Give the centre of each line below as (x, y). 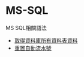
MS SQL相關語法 (26, 28)
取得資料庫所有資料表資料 (46, 40)
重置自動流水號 (33, 48)
